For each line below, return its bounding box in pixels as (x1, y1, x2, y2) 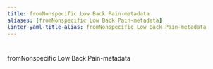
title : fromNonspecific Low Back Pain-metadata (7, 10, 150, 18)
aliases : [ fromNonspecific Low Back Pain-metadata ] (7, 17, 162, 24)
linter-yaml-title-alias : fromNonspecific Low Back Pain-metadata (7, 23, 207, 30)
